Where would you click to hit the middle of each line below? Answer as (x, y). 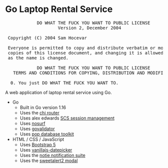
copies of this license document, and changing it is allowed (85, 53)
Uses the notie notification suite (53, 155)
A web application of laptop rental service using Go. (58, 92)
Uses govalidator (37, 128)
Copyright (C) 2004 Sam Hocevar (47, 38)
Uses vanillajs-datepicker (46, 150)
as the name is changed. (38, 58)
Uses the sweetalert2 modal (49, 160)
